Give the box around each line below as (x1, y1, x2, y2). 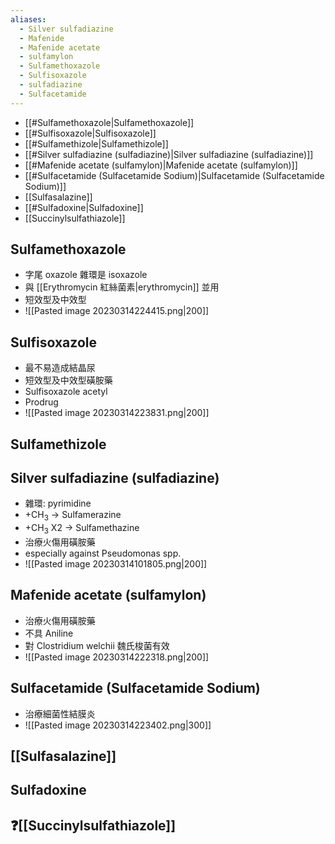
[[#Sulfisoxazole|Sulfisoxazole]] (24, 127, 157, 139)
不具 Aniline (24, 627, 74, 639)
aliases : (10, 14, 47, 25)
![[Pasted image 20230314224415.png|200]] (24, 305, 210, 317)
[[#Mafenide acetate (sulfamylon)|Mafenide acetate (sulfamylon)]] (24, 159, 298, 171)
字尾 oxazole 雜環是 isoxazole (24, 269, 148, 281)
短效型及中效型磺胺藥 (24, 374, 113, 386)
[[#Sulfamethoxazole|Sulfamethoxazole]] (24, 116, 195, 128)
